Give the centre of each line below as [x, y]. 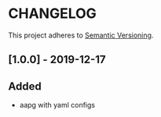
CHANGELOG [52, 14]
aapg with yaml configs [57, 105]
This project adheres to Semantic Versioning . [81, 35]
